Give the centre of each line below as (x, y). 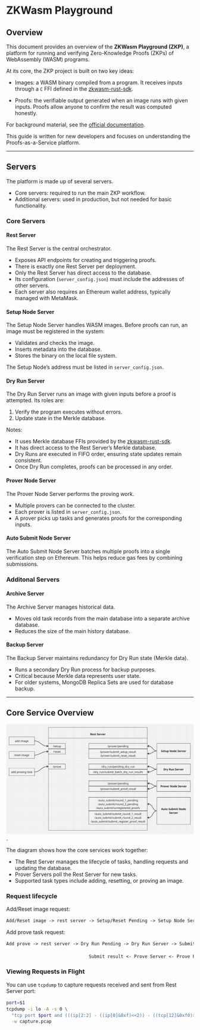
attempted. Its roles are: (35, 400)
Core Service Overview (50, 713)
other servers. (32, 285)
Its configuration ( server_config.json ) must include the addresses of (99, 279)
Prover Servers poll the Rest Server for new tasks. (76, 874)
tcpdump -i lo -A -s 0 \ (37, 1009)
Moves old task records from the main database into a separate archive (102, 618)
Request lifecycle (32, 896)
